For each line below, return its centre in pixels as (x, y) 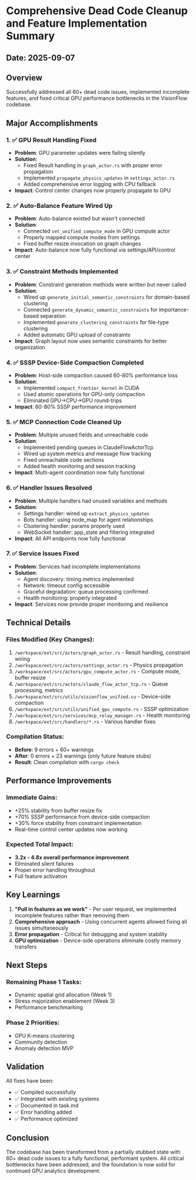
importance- (174, 309)
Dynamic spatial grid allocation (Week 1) (63, 995)
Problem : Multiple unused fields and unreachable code (81, 435)
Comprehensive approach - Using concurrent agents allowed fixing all (101, 921)
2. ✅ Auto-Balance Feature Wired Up (59, 206)
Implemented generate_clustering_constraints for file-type (96, 322)
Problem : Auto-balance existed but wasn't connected (80, 219)
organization (30, 347)
